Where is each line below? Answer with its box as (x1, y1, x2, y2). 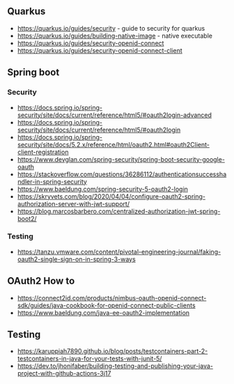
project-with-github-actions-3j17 (17, 369, 111, 378)
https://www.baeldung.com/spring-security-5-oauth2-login (17, 185, 188, 193)
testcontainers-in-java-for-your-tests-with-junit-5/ (17, 355, 162, 363)
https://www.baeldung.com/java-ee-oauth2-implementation (17, 308, 190, 316)
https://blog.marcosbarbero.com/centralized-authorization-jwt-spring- (17, 207, 221, 215)
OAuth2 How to (7, 275, 75, 287)
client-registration (17, 148, 69, 156)
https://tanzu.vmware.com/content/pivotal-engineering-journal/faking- (17, 247, 221, 256)
